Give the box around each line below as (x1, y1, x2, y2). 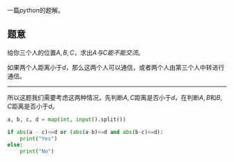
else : (7, 142, 23, 149)
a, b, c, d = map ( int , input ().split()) (7, 116, 127, 123)
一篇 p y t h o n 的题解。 (7, 6, 64, 14)
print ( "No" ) (19, 148, 54, 155)
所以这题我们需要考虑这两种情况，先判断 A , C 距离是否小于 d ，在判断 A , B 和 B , (7, 93, 223, 101)
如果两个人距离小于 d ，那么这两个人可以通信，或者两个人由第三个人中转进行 (7, 63, 225, 71)
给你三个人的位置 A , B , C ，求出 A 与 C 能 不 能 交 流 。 (7, 48, 144, 57)
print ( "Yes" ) (19, 135, 58, 142)
